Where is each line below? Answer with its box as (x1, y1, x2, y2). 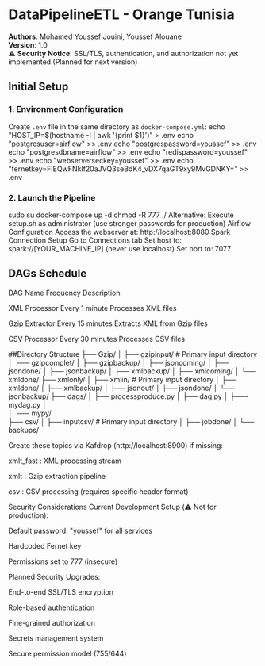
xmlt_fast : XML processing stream (8, 456, 121, 465)
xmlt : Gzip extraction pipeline (8, 471, 106, 480)
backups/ (8, 425, 40, 434)
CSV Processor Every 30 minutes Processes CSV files (8, 334, 185, 343)
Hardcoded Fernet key (8, 541, 82, 550)
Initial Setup (8, 80, 69, 94)
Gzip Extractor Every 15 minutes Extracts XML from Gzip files (8, 319, 208, 328)
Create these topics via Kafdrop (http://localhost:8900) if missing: (8, 440, 224, 450)
